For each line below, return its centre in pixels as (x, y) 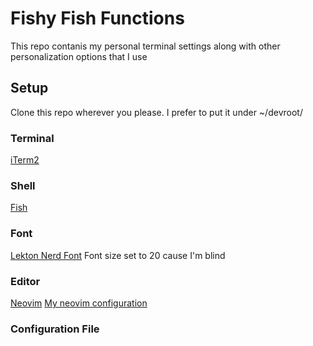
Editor (25, 281)
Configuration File (55, 329)
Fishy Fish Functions (97, 18)
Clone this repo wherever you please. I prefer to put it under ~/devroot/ (156, 112)
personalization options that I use (79, 56)
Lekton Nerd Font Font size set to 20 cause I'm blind (118, 255)
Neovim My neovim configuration (79, 303)
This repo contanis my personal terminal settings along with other (145, 46)
